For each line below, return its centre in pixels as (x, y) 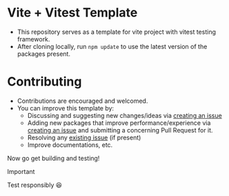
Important (21, 171)
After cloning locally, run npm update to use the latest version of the (112, 46)
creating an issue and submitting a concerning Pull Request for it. (120, 130)
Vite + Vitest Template (72, 13)
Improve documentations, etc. (70, 145)
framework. (33, 39)
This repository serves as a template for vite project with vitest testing (116, 32)
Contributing (44, 82)
